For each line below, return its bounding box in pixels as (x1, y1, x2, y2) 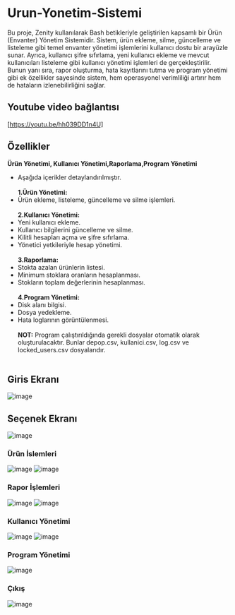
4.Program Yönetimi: (17, 293, 80, 301)
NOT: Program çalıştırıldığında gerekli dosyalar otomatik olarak (17, 330, 200, 339)
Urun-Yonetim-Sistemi (7, 5, 143, 21)
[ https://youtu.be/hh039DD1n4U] (7, 120, 104, 129)
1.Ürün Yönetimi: (17, 188, 68, 196)
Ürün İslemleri (7, 449, 57, 459)
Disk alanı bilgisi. (17, 300, 67, 309)
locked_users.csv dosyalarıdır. (17, 345, 106, 354)
